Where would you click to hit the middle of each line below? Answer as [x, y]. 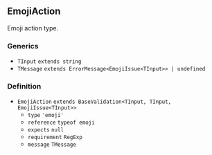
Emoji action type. [33, 28]
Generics [23, 46]
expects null [46, 130]
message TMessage [52, 145]
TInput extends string [49, 62]
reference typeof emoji [61, 123]
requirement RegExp [55, 138]
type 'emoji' [46, 116]
